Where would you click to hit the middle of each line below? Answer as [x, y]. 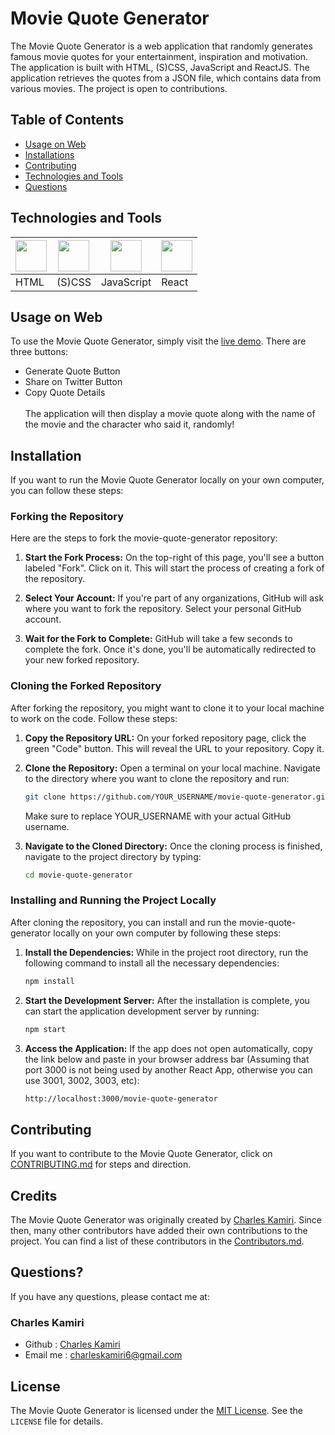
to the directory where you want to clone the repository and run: [157, 778]
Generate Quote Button [72, 371]
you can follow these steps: [67, 491]
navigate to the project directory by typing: [113, 856]
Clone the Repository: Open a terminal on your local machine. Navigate [172, 768]
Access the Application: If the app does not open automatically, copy [168, 1048]
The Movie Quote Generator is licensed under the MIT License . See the [157, 1410]
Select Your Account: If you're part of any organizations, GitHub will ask [174, 598]
